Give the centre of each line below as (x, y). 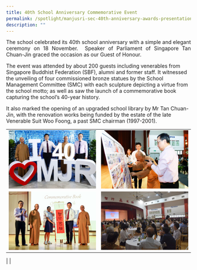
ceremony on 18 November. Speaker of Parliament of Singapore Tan (98, 48)
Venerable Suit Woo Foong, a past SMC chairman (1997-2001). (81, 121)
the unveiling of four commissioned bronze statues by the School (85, 79)
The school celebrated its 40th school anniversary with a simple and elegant (98, 42)
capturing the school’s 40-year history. (53, 97)
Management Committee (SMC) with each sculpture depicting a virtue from (97, 85)
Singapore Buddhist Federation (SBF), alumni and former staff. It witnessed (97, 72)
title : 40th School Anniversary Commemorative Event (72, 12)
